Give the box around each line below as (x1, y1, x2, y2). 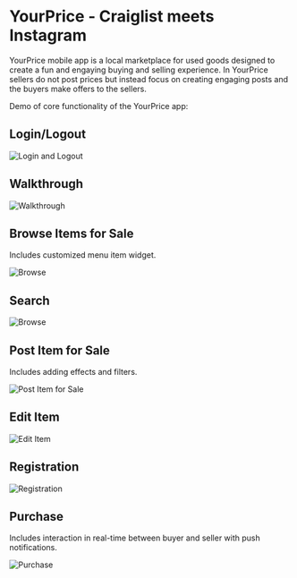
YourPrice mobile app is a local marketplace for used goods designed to (9, 55, 276, 65)
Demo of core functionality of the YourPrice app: (9, 100, 189, 111)
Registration (9, 459, 80, 475)
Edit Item (9, 410, 60, 425)
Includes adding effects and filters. (9, 367, 138, 377)
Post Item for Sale (9, 343, 110, 358)
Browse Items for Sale (9, 225, 134, 241)
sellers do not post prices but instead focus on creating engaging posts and (9, 73, 289, 84)
